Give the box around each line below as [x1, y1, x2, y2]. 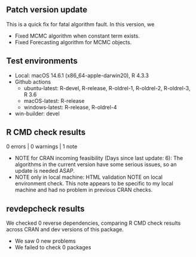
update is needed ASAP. [14, 167, 75, 175]
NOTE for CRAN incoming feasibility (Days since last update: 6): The [14, 155, 183, 162]
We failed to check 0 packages [14, 244, 91, 251]
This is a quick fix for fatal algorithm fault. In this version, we [6, 20, 155, 27]
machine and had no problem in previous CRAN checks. [14, 186, 153, 194]
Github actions [14, 78, 51, 85]
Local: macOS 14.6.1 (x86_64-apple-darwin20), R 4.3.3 [14, 72, 149, 79]
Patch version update [6, 5, 88, 15]
